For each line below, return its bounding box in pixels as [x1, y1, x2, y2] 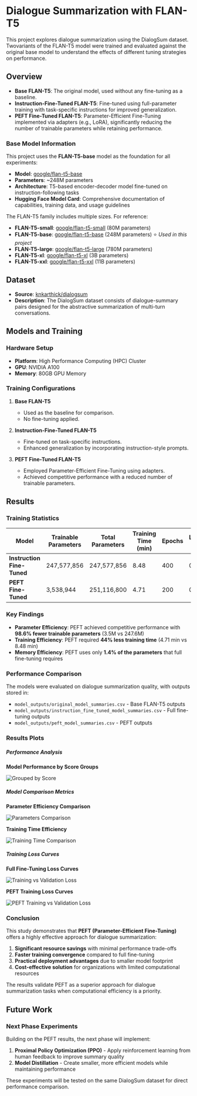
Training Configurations [6, 385, 76, 393]
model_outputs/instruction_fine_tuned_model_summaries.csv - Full [14, 707, 176, 714]
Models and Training [6, 326, 83, 336]
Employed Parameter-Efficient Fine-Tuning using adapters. [23, 467, 165, 474]
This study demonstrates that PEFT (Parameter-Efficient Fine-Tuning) [6, 928, 177, 935]
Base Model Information [6, 139, 76, 147]
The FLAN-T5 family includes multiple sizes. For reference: [6, 213, 148, 220]
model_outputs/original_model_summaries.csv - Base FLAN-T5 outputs [14, 700, 186, 708]
